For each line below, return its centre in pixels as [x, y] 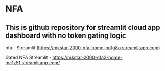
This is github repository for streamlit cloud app [83, 28]
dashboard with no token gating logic [66, 35]
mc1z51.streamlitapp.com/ [33, 63]
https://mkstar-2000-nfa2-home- [87, 57]
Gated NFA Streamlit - [28, 57]
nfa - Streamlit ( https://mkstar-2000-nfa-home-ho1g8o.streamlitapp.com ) [83, 48]
